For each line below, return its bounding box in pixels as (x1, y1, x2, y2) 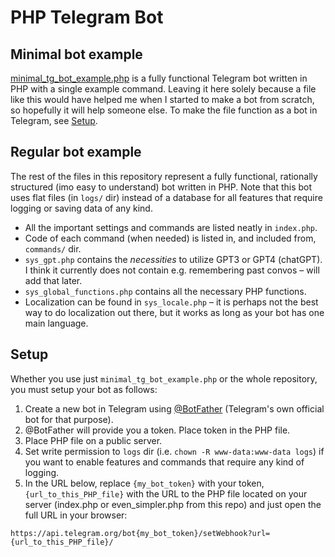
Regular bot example (10, 144, 142, 161)
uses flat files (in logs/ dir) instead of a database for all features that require (10, 191, 323, 203)
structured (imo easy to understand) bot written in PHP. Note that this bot (10, 181, 313, 193)
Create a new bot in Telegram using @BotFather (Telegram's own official (24, 402, 325, 415)
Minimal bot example (10, 46, 143, 63)
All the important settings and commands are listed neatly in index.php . (24, 221, 318, 233)
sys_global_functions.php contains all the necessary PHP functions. (24, 285, 307, 297)
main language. (24, 317, 89, 329)
